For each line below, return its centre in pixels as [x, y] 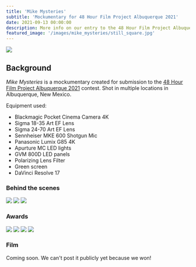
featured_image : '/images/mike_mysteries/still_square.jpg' [81, 33]
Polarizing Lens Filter [40, 160]
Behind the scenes [33, 188]
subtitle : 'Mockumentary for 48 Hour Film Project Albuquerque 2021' [92, 17]
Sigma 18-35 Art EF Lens [44, 123]
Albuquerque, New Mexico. [39, 94]
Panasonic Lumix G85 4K [45, 141]
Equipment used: [26, 105]
